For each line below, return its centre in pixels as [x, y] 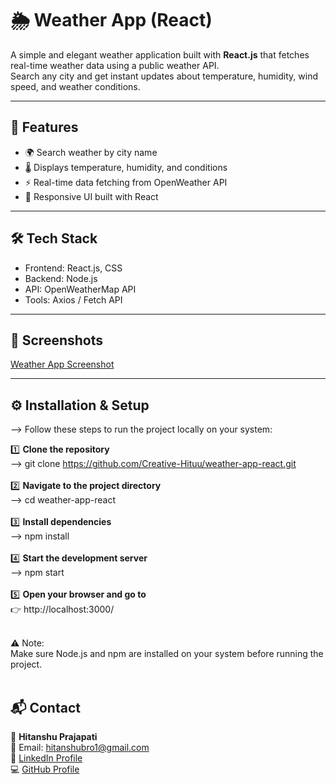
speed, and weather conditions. [75, 86]
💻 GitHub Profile [45, 769]
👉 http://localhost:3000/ [62, 609]
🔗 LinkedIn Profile [46, 758]
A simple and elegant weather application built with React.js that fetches [160, 54]
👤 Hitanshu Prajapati [54, 736]
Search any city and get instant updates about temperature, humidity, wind [164, 76]
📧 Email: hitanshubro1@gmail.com [80, 747]
